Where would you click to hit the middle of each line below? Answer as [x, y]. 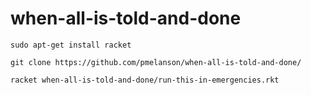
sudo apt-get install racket [71, 45]
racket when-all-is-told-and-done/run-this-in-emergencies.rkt [145, 80]
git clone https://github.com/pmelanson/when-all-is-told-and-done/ [156, 62]
